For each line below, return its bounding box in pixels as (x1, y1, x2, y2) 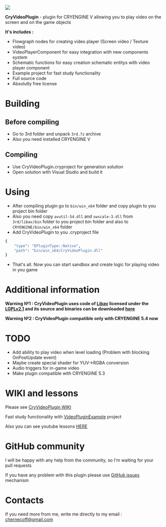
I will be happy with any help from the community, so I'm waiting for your (5, 457, 154, 463)
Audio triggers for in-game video (12, 365, 80, 371)
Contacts (5, 495, 44, 506)
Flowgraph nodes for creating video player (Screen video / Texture (12, 39, 149, 44)
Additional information (5, 284, 100, 295)
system (12, 55, 28, 60)
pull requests (5, 462, 32, 468)
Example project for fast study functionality (12, 70, 101, 76)
